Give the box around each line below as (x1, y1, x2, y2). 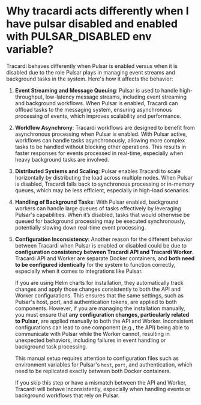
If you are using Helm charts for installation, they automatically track (14, 279, 184, 286)
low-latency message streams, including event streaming (45, 93, 187, 100)
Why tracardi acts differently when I (6, 4, 189, 18)
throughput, (14, 93, 44, 100)
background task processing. (14, 343, 88, 350)
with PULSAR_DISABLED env (6, 30, 152, 43)
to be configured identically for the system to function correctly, (14, 261, 176, 268)
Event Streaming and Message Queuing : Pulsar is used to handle (14, 87, 178, 94)
